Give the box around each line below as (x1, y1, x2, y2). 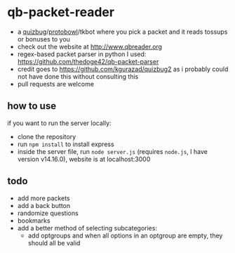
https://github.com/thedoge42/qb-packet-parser (17, 57, 159, 65)
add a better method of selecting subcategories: (17, 223, 158, 232)
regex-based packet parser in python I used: (17, 50, 147, 58)
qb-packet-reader (7, 4, 114, 20)
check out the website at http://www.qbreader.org (17, 42, 163, 51)
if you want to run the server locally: (7, 119, 112, 127)
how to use (7, 100, 57, 112)
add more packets (17, 194, 70, 202)
